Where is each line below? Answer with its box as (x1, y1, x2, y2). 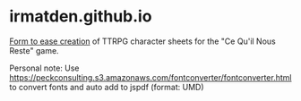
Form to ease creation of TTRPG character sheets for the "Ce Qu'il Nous (9, 36, 276, 46)
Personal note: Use (9, 63, 80, 73)
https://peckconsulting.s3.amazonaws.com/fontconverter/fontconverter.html (9, 72, 292, 82)
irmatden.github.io (9, 6, 152, 27)
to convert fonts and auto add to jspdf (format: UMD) (9, 81, 204, 92)
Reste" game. (9, 45, 60, 55)
